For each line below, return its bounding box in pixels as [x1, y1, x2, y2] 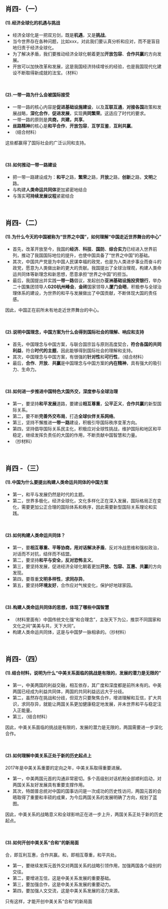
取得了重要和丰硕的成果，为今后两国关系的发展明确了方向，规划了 [16, 794, 153, 800]
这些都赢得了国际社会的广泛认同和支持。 [5, 140, 88, 146]
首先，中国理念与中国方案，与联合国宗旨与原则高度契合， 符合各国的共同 [12, 341, 161, 347]
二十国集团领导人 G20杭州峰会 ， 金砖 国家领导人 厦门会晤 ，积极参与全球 [12, 284, 157, 290]
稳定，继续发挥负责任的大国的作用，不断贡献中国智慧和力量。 [12, 432, 140, 438]
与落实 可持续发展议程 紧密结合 [12, 193, 74, 199]
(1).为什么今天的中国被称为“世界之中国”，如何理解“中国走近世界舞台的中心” [5, 233, 161, 240]
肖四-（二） [5, 219, 41, 227]
